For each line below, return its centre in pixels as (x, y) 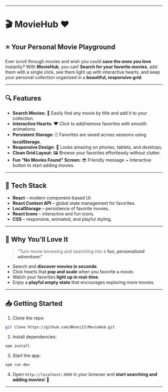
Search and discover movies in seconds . (55, 266)
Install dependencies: (34, 337)
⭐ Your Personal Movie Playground (60, 47)
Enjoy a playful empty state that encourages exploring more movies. (83, 282)
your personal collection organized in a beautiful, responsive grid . (74, 77)
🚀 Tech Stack (26, 186)
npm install (17, 346)
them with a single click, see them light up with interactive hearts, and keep (83, 72)
